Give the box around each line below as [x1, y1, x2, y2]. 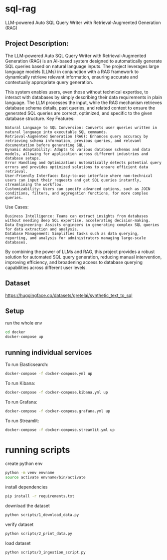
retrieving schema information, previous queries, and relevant [5, 138, 142, 143]
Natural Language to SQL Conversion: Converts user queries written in [5, 125, 157, 130]
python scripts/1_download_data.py [5, 512, 79, 517]
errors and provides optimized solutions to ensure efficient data [5, 164, 149, 169]
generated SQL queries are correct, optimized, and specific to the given [5, 110, 153, 116]
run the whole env [5, 320, 42, 326]
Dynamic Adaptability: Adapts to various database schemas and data [5, 147, 151, 152]
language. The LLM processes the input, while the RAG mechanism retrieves [5, 99, 162, 105]
